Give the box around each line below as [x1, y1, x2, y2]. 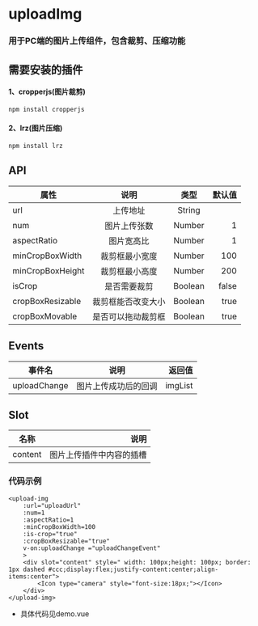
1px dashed [8, 565, 45, 573]
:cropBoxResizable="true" [23, 537, 111, 545]
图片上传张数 [104, 220, 154, 231]
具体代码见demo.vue [19, 608, 90, 619]
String [177, 204, 201, 215]
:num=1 [23, 509, 45, 517]
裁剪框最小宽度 [100, 250, 158, 261]
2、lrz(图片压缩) [8, 123, 63, 133]
